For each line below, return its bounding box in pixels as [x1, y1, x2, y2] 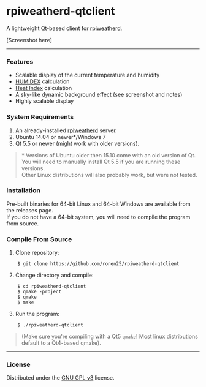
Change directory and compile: [15, 271, 94, 279]
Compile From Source [6, 235, 72, 243]
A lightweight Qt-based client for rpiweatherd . [6, 24, 123, 32]
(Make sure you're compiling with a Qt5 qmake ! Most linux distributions [21, 333, 198, 340]
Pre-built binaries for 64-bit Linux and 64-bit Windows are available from [6, 200, 191, 208]
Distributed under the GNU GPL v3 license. [6, 374, 115, 381]
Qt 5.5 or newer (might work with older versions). [15, 140, 140, 147]
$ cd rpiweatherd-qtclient [17, 284, 86, 290]
